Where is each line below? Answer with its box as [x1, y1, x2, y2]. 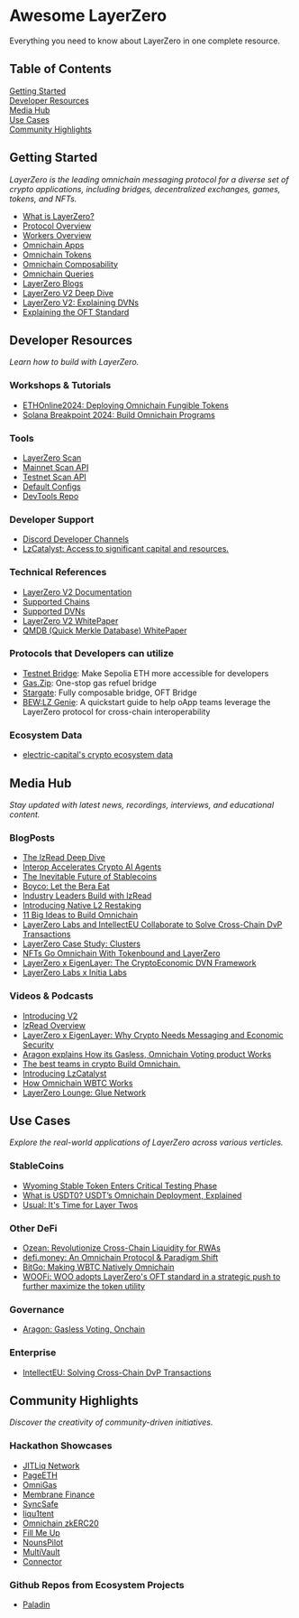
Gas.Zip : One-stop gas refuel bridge [22, 677, 158, 688]
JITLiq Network [22, 1460, 80, 1471]
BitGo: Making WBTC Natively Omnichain [22, 1261, 175, 1272]
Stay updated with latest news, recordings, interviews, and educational [9, 799, 275, 810]
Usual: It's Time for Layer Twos [22, 1199, 139, 1210]
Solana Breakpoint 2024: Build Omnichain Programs [22, 409, 216, 420]
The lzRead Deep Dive [22, 852, 105, 863]
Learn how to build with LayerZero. [9, 357, 140, 367]
